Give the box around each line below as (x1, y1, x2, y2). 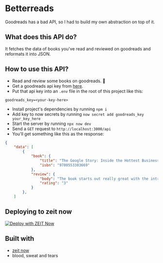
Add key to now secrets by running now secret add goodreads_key (12, 111, 144, 117)
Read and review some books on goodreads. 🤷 (12, 78, 106, 84)
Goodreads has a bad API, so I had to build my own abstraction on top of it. (5, 19, 155, 25)
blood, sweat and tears (12, 252, 58, 258)
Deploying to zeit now (5, 208, 72, 216)
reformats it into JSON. (5, 51, 51, 57)
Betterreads (5, 3, 54, 14)
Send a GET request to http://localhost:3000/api (12, 125, 111, 131)
